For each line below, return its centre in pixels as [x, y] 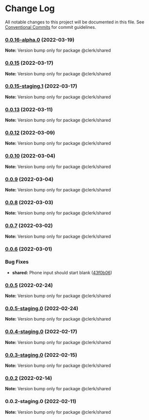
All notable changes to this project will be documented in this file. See [75, 22]
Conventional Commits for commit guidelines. [50, 27]
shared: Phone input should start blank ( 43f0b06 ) [62, 272]
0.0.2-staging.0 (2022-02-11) [41, 401]
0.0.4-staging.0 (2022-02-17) [41, 332]
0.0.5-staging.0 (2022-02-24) [42, 308]
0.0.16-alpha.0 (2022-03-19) [40, 39]
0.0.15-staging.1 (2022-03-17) [41, 86]
